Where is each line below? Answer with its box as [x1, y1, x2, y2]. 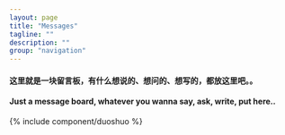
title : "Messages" [9, 21, 78, 30]
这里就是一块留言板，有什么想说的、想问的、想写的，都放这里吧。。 [9, 75, 258, 86]
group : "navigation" [9, 46, 87, 55]
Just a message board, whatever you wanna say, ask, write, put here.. [9, 96, 276, 107]
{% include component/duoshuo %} [9, 115, 143, 126]
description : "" [9, 38, 70, 47]
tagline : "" [9, 30, 54, 38]
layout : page [9, 13, 58, 22]
